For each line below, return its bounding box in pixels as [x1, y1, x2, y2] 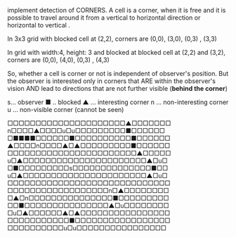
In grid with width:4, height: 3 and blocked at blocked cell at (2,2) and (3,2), [7, 49, 226, 56]
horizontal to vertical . [7, 21, 70, 29]
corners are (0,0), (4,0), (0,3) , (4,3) [7, 56, 110, 64]
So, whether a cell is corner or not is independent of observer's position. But [7, 70, 229, 77]
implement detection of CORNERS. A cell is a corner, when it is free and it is [7, 6, 226, 14]
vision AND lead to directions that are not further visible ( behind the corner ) [7, 84, 228, 92]
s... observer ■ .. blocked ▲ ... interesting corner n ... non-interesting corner [7, 98, 229, 106]
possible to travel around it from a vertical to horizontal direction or [7, 13, 201, 22]
